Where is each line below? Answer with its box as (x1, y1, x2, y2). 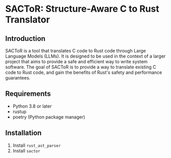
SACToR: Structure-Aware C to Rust (5, 3, 159, 15)
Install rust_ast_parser (12, 142, 61, 148)
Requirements (5, 90, 51, 98)
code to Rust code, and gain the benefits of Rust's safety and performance (5, 69, 162, 75)
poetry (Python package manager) (12, 114, 85, 120)
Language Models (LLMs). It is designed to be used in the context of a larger (5, 53, 166, 59)
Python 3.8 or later (12, 103, 52, 109)
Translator (5, 14, 50, 25)
